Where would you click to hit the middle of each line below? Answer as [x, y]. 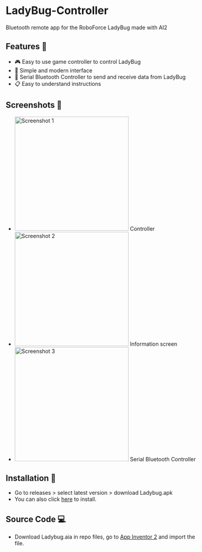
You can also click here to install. [56, 499]
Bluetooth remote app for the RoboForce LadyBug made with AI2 [86, 27]
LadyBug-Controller [57, 11]
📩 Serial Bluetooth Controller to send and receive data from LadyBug [100, 77]
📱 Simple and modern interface [53, 70]
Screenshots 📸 [34, 105]
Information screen [153, 344]
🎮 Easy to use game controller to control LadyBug [77, 61]
